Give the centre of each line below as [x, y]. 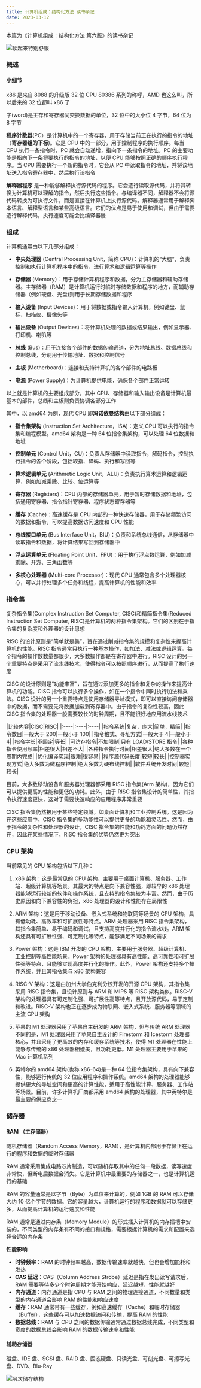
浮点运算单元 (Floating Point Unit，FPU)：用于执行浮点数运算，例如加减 [103, 554]
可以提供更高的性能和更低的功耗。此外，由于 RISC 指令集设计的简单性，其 [98, 792]
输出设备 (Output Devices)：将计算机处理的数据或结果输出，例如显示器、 [105, 327]
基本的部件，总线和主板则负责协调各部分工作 [61, 400]
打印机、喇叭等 [33, 334]
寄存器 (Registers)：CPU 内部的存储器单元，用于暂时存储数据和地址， [101, 494]
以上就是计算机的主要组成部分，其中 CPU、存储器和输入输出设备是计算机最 [99, 393]
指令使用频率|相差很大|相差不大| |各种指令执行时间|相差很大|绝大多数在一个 [99, 749]
